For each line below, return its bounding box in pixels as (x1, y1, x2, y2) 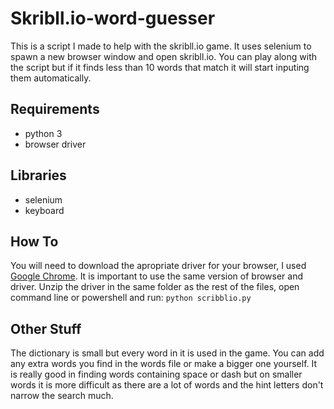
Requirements (10, 101, 100, 118)
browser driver (24, 138, 87, 150)
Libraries (10, 167, 67, 184)
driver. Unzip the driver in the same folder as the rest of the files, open (10, 281, 300, 293)
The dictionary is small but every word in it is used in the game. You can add (10, 347, 325, 359)
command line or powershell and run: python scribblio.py (10, 292, 252, 304)
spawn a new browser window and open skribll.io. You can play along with (10, 50, 318, 62)
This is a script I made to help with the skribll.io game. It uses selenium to (10, 40, 312, 52)
